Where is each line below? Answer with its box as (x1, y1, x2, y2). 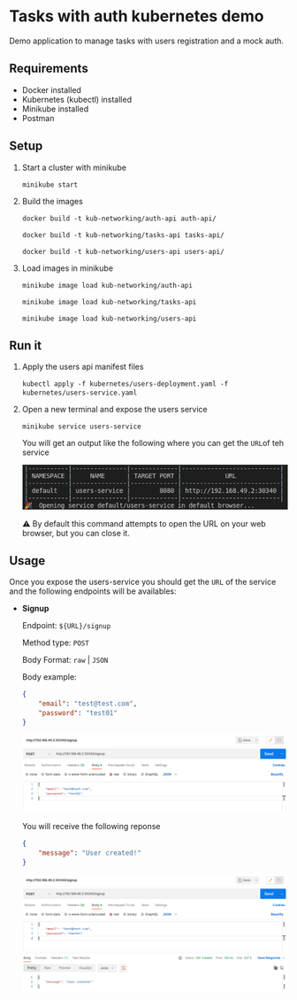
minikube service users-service (21, 422, 141, 431)
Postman (21, 112, 55, 123)
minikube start (21, 180, 79, 189)
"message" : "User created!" (38, 848, 141, 858)
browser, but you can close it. (21, 527, 130, 538)
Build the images (21, 196, 84, 206)
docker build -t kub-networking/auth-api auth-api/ (21, 214, 217, 223)
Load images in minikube (21, 263, 113, 273)
